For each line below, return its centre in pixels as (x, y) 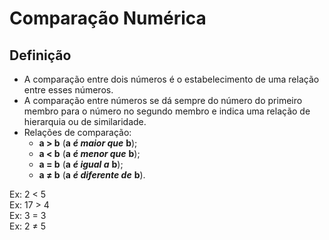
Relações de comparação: (77, 132)
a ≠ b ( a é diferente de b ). (92, 175)
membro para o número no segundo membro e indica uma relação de (167, 111)
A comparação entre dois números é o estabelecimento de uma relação (171, 79)
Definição (40, 55)
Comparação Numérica (108, 18)
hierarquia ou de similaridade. (85, 121)
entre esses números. (68, 90)
